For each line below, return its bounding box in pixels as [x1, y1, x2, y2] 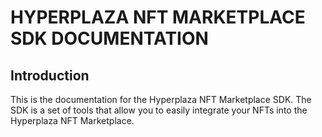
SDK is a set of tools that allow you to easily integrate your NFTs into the [10, 104, 308, 116]
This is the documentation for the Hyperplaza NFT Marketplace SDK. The [10, 94, 312, 105]
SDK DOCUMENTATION [10, 27, 209, 50]
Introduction [10, 67, 90, 84]
